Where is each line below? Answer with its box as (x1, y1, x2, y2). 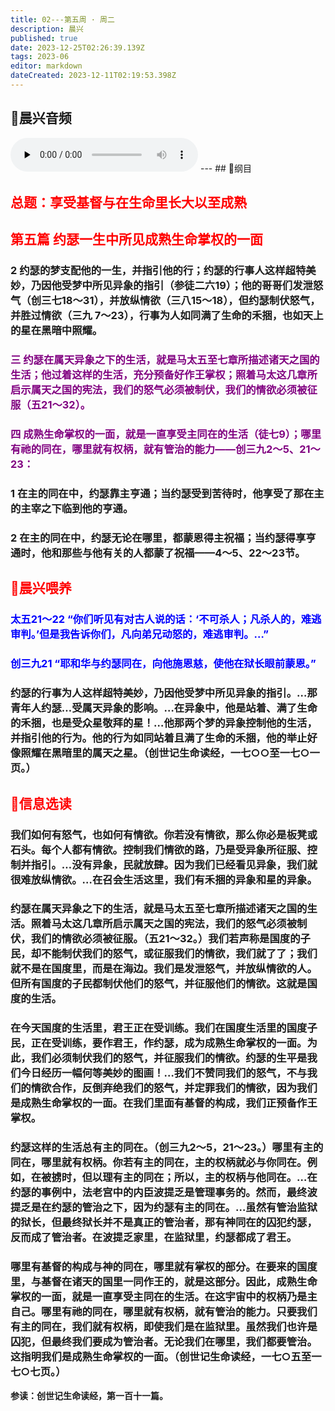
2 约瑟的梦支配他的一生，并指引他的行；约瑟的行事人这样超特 (10, 264, 307, 278)
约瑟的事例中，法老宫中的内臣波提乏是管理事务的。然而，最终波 (10, 1186, 318, 1200)
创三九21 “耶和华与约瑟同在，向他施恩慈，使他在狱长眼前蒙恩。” (10, 657, 317, 671)
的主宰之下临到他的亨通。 (10, 502, 134, 516)
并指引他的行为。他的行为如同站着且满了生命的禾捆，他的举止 (10, 731, 308, 745)
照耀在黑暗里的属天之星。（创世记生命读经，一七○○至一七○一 (20, 746, 320, 760)
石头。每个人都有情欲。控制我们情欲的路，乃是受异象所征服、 (10, 842, 308, 856)
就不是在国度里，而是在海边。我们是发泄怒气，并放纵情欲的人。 (10, 962, 318, 976)
